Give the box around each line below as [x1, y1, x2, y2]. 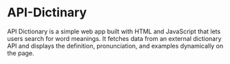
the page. [7, 49, 34, 57]
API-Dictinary [7, 5, 87, 20]
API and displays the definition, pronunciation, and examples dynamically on [7, 42, 224, 50]
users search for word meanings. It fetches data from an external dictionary [7, 34, 222, 42]
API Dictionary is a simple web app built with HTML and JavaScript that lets [7, 27, 221, 35]
